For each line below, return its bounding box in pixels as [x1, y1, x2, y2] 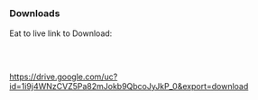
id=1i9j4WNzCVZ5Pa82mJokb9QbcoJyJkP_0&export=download [9, 80, 249, 91]
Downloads [9, 7, 60, 20]
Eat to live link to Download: [9, 28, 113, 39]
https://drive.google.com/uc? [9, 71, 118, 82]
